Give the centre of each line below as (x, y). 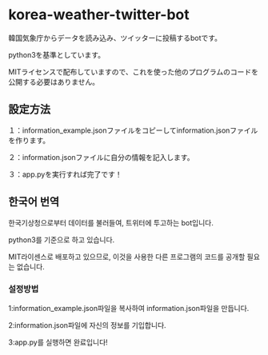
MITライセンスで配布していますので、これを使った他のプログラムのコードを (133, 72)
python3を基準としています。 (57, 54)
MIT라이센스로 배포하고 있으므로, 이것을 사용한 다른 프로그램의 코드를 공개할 (127, 257)
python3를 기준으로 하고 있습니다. (62, 239)
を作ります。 (29, 140)
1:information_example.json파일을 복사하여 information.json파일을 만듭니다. (129, 308)
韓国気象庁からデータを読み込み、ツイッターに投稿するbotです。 (115, 38)
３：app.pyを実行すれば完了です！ (65, 174)
